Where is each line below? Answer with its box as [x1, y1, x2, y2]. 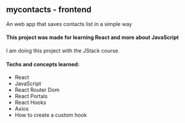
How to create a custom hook [14, 112, 87, 119]
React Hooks [14, 99, 46, 106]
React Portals [14, 93, 48, 100]
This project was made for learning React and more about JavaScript [6, 34, 179, 41]
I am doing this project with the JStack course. [6, 47, 120, 54]
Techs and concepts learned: [6, 60, 80, 67]
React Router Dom [14, 86, 60, 93]
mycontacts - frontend [6, 5, 92, 15]
